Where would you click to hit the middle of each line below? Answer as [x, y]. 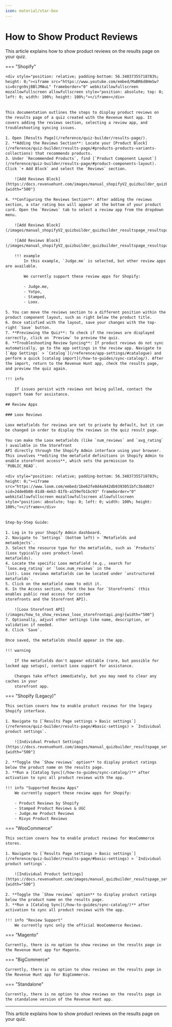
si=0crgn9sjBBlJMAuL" [28, 87]
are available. [21, 266]
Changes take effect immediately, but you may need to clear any [86, 676]
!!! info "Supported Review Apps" [42, 788]
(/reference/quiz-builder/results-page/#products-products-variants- [81, 148]
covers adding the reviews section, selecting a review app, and [76, 122]
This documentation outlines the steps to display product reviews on [82, 112]
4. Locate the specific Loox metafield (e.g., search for [68, 563]
